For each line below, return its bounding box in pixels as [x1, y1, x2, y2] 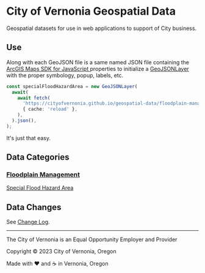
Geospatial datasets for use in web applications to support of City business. [6, 24, 197, 32]
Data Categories [6, 152, 70, 163]
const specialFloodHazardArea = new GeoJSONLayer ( [6, 83, 138, 89]
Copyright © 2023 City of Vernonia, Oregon [6, 248, 117, 255]
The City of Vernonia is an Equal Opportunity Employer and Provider [6, 236, 178, 243]
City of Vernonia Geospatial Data [6, 4, 176, 18]
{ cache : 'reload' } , [22, 106, 78, 113]
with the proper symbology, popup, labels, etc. [6, 72, 124, 79]
